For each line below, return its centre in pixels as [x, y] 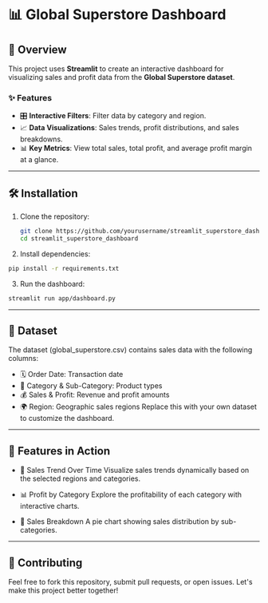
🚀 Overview [37, 49]
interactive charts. [49, 506]
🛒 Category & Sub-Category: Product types [91, 386]
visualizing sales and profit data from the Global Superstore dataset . [122, 77]
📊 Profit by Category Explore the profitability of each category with [130, 494]
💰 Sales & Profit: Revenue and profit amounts [95, 395]
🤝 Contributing [45, 563]
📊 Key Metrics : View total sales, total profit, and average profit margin [136, 149]
